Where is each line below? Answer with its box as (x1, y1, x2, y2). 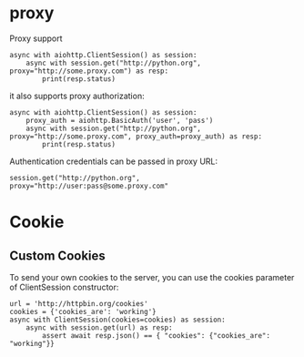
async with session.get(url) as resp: (25, 322, 173, 332)
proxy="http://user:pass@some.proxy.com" (9, 181, 169, 190)
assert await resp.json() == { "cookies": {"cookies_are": (42, 331, 271, 340)
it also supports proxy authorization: (9, 90, 145, 101)
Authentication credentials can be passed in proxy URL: (9, 156, 218, 167)
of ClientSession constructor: (9, 281, 119, 292)
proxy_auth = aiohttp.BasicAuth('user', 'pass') (25, 116, 214, 125)
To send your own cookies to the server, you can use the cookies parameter (9, 271, 295, 282)
